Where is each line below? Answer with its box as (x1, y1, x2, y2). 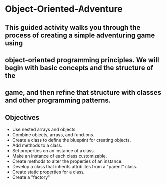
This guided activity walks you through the (5, 23, 141, 32)
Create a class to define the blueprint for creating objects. (12, 137, 131, 143)
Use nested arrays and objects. (12, 126, 77, 133)
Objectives (5, 113, 40, 122)
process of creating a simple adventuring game (5, 31, 155, 39)
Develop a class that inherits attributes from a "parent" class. (12, 164, 138, 170)
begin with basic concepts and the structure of (5, 63, 153, 72)
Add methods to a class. (12, 142, 62, 148)
